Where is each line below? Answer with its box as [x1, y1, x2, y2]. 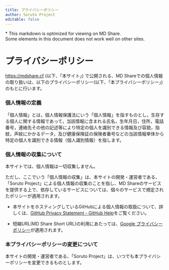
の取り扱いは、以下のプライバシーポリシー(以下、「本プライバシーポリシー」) [5, 79, 163, 85]
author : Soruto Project [5, 12, 55, 17]
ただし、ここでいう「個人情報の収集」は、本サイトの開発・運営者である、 [5, 174, 160, 180]
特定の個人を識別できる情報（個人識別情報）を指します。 [5, 137, 125, 143]
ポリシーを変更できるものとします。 [9, 259, 85, 265]
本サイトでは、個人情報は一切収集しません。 [5, 163, 98, 169]
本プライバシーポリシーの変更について [5, 241, 98, 248]
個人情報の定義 [5, 99, 42, 106]
